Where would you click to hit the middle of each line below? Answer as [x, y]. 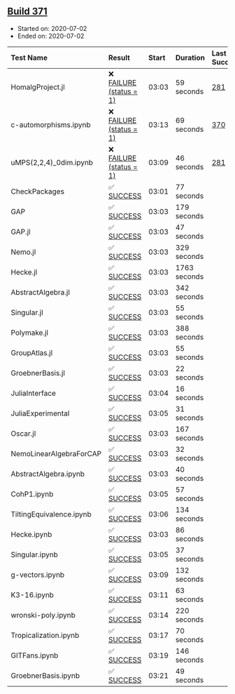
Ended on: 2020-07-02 [51, 36]
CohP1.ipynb [32, 494]
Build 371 [27, 12]
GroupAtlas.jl [32, 352]
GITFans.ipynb [35, 655]
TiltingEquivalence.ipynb [51, 514]
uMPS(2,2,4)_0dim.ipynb [52, 162]
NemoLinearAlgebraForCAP [56, 453]
